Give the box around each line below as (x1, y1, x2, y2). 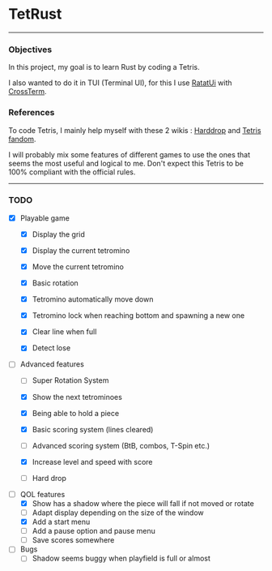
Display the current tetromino (32, 245, 130, 255)
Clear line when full (32, 327, 97, 337)
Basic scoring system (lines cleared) (32, 424, 154, 434)
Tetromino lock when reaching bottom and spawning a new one (32, 311, 245, 320)
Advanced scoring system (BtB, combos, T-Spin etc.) (32, 440, 210, 450)
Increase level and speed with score (32, 457, 153, 466)
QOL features (19, 489, 66, 499)
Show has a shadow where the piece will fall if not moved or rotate (32, 498, 255, 508)
